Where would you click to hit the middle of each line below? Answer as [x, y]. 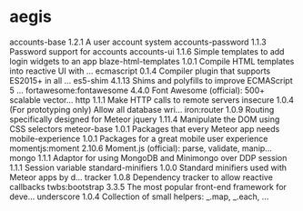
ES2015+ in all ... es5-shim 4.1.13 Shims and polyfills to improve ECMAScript [151, 80]
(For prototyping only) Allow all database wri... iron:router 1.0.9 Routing [142, 109]
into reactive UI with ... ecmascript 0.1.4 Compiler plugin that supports [140, 71]
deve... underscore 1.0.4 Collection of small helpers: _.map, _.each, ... [139, 196]
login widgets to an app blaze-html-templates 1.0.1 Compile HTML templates [152, 61]
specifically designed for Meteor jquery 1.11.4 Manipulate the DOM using [145, 119]
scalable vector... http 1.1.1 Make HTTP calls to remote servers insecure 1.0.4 [151, 100]
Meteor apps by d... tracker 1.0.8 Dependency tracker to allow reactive [141, 177]
